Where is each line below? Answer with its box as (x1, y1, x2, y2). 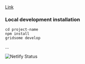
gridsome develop (5, 36, 41, 41)
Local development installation (5, 16, 80, 23)
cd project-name (5, 27, 38, 32)
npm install (5, 32, 29, 36)
